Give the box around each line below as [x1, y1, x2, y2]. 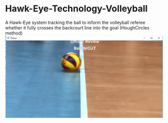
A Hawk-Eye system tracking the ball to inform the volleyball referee [5, 19, 145, 25]
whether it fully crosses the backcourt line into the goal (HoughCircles [5, 24, 149, 30]
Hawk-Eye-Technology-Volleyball [5, 3, 148, 14]
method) [5, 30, 23, 36]
